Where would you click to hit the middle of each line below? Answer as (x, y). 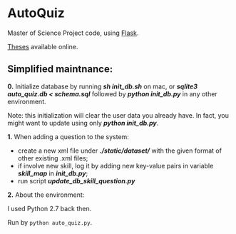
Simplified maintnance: (60, 69)
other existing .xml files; (53, 158)
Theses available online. (43, 46)
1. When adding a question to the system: (68, 136)
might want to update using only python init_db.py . (83, 123)
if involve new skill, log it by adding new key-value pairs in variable (116, 166)
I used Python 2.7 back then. (50, 208)
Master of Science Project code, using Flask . (73, 33)
